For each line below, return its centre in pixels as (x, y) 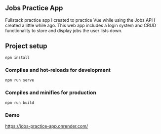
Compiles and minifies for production (51, 92)
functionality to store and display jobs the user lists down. (64, 30)
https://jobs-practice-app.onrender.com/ (47, 126)
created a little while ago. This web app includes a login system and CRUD (81, 25)
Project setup (26, 46)
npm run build (20, 103)
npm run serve (20, 80)
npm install (17, 57)
